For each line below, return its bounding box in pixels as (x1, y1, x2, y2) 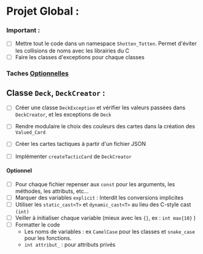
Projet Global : (6, 4, 79, 18)
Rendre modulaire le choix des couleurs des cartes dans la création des (15, 123, 195, 130)
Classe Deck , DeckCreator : (6, 87, 105, 98)
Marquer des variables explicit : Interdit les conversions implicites (15, 194, 184, 201)
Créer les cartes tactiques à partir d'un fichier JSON (15, 140, 146, 148)
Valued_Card (15, 129, 46, 136)
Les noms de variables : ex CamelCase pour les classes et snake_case (24, 228, 195, 236)
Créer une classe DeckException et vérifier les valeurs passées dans (15, 104, 186, 111)
